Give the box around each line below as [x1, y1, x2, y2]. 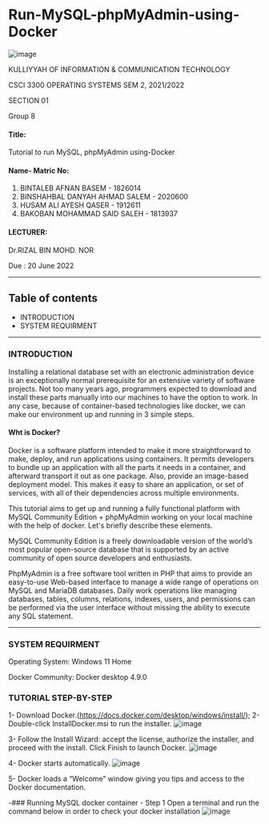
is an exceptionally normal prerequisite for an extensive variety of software [8, 375, 255, 385]
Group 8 [8, 111, 36, 121]
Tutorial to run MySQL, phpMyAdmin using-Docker [8, 147, 175, 157]
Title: [8, 130, 26, 139]
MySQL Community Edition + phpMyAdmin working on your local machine [8, 512, 253, 521]
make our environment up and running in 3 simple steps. [8, 409, 195, 419]
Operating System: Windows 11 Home [8, 657, 132, 666]
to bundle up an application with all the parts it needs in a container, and [8, 462, 247, 472]
